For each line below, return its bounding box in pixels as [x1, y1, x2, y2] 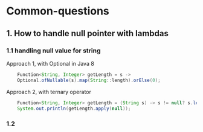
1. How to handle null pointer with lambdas [6, 28, 169, 39]
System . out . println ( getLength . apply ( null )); [17, 105, 131, 112]
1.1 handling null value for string [6, 46, 101, 55]
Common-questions [6, 4, 110, 18]
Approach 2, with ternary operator [6, 88, 92, 95]
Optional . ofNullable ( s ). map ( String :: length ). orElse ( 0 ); [17, 77, 161, 83]
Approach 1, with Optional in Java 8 [6, 60, 95, 67]
